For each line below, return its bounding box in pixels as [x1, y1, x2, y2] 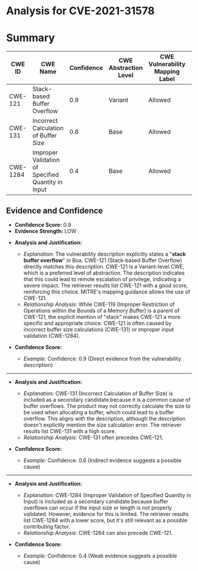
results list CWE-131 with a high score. [23, 427, 117, 434]
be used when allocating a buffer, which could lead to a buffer [23, 408, 174, 415]
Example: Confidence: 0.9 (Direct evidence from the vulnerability [23, 355, 181, 362]
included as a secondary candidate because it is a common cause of [23, 396, 191, 403]
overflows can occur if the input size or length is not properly [23, 504, 172, 511]
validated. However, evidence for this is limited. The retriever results [23, 510, 189, 517]
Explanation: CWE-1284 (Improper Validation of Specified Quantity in [23, 491, 192, 498]
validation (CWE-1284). [23, 332, 81, 339]
